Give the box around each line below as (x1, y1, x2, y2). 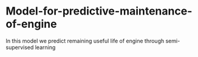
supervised (5, 44, 34, 51)
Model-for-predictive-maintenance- (5, 4, 193, 18)
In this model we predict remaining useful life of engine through (5, 37, 165, 44)
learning (35, 44, 56, 51)
